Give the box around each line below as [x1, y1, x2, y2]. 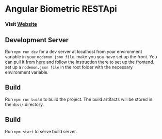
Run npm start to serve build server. [5, 128, 77, 134]
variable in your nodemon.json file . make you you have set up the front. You [5, 53, 158, 59]
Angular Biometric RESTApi [5, 3, 117, 15]
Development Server [5, 35, 69, 44]
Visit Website [5, 21, 37, 28]
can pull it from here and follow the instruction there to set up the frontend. [5, 59, 155, 65]
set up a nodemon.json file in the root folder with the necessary [5, 64, 133, 70]
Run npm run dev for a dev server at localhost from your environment [5, 49, 142, 54]
